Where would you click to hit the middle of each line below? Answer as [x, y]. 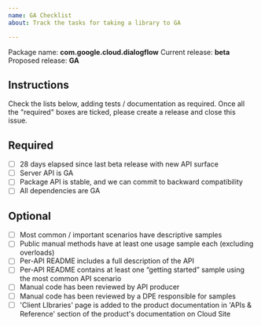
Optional [29, 216]
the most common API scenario [70, 279]
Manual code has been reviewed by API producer [99, 287]
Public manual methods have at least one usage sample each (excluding [136, 244]
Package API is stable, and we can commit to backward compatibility [131, 182]
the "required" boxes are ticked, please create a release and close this [122, 112]
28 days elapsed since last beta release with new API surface [119, 164]
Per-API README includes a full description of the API [107, 261]
